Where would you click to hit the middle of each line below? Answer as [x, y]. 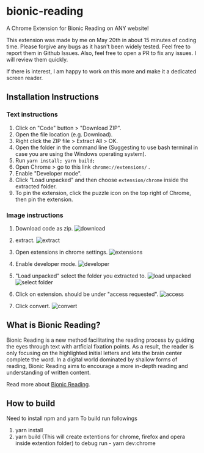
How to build [31, 404]
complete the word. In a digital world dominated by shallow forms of [92, 359]
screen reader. [25, 78]
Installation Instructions [53, 97]
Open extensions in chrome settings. [61, 252]
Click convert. [33, 306]
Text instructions [32, 114]
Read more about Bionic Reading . [48, 384]
